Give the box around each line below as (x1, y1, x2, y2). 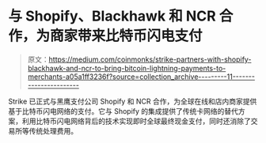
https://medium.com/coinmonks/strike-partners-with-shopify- (48, 55, 252, 64)
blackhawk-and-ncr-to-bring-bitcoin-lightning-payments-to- (27, 63, 226, 73)
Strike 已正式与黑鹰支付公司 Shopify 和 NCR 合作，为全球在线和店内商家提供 (8, 96, 257, 106)
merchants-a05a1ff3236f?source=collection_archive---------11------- (27, 72, 256, 81)
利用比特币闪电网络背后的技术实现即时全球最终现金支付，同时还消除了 (21, 116, 251, 126)
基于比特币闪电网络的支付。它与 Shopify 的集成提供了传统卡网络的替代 (8, 106, 239, 115)
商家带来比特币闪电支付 (50, 27, 203, 45)
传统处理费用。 (28, 126, 78, 135)
